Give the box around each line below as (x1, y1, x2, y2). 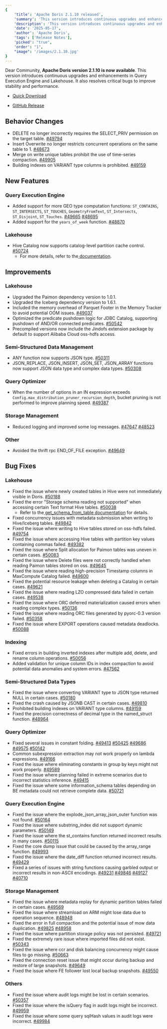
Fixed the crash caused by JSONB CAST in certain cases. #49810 (12, 700, 148, 706)
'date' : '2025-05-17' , (14, 26, 61, 31)
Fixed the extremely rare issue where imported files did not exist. (12, 936, 146, 942)
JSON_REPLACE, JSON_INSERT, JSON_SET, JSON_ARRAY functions (12, 360, 153, 366)
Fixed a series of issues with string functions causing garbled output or (12, 864, 159, 870)
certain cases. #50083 (12, 552, 59, 558)
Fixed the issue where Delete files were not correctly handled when (12, 557, 151, 563)
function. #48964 (12, 716, 49, 722)
